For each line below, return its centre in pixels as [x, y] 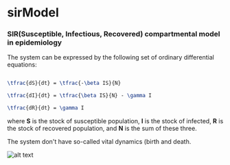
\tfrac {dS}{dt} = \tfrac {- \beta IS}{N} [64, 84]
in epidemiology [35, 42]
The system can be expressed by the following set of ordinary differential [111, 58]
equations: [22, 65]
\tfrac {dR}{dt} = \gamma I [46, 108]
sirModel [33, 13]
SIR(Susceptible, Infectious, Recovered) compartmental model [114, 34]
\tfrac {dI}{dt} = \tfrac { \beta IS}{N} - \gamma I [80, 96]
